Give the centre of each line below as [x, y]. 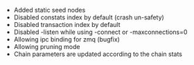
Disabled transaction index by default [67, 25]
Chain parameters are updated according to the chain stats [98, 54]
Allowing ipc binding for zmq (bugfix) [67, 39]
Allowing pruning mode [47, 47]
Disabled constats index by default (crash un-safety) [89, 17]
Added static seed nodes [50, 10]
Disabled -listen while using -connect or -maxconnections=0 [100, 32]
